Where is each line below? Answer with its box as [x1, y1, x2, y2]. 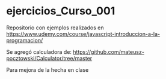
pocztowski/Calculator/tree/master [6, 54, 93, 62]
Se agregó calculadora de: [6, 48, 72, 55]
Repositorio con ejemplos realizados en [6, 24, 104, 31]
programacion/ [6, 37, 43, 44]
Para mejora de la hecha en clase [6, 66, 89, 73]
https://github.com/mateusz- [73, 48, 144, 55]
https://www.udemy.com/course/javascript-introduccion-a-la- [6, 30, 161, 37]
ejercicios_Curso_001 [6, 4, 115, 18]
